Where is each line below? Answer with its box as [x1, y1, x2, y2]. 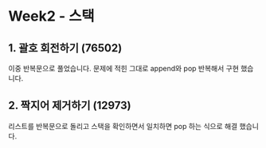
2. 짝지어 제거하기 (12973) [8, 99, 131, 112]
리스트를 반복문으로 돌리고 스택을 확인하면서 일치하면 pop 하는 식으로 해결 [8, 121, 238, 131]
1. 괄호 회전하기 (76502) [8, 41, 123, 55]
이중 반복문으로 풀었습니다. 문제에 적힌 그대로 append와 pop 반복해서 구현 [8, 64, 239, 73]
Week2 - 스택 [8, 7, 95, 25]
